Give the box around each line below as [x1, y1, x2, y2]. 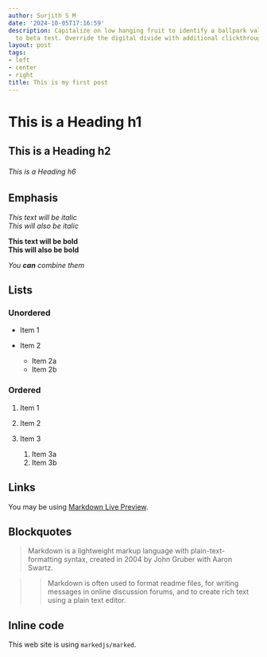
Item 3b [31, 458, 57, 467]
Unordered [8, 308, 51, 319]
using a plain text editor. [47, 596, 126, 605]
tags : [8, 49, 26, 57]
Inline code [8, 619, 64, 632]
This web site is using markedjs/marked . [8, 639, 137, 650]
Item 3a [31, 449, 57, 458]
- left [8, 57, 30, 65]
